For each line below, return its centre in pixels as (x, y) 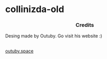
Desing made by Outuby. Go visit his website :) (54, 36)
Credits (85, 25)
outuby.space (19, 51)
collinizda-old (35, 9)
